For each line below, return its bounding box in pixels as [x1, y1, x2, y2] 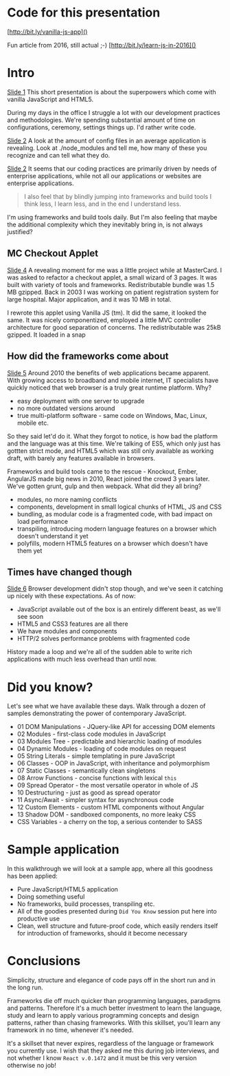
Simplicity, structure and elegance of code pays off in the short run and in [7, 976, 216, 984]
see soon [16, 613, 43, 621]
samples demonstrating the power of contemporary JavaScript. [7, 709, 187, 717]
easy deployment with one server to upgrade [16, 397, 145, 405]
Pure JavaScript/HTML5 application [16, 885, 119, 894]
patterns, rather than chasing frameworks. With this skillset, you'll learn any [7, 1019, 221, 1027]
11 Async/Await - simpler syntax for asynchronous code [16, 796, 174, 804]
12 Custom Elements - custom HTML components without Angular [16, 803, 205, 812]
